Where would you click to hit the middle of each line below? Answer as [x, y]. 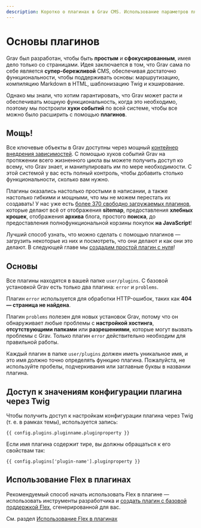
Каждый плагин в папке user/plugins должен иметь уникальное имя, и [97, 354]
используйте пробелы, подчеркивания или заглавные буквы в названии [98, 367]
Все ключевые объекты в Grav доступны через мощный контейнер [92, 148]
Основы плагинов [53, 41]
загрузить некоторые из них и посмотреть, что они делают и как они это [100, 241]
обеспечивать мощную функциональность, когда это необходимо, [92, 101]
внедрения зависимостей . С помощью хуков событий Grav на [86, 154]
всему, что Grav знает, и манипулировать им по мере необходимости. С [99, 167]
